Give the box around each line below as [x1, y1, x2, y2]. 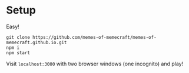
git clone [6, 34, 31, 40]
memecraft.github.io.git [6, 39, 67, 45]
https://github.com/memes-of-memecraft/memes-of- [32, 34, 157, 40]
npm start [6, 49, 31, 56]
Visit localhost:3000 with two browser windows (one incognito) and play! [6, 60, 184, 67]
